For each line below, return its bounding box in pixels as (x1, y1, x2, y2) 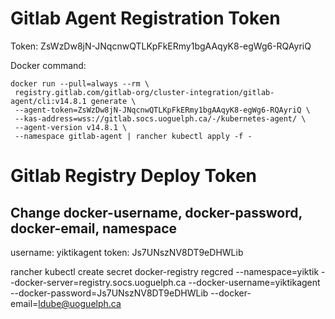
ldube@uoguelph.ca (38, 297, 122, 309)
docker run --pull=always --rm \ (10, 78, 150, 89)
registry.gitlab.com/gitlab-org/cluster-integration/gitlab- (14, 87, 275, 97)
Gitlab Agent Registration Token (10, 7, 281, 30)
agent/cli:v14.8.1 (10, 96, 87, 106)
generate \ (90, 96, 137, 106)
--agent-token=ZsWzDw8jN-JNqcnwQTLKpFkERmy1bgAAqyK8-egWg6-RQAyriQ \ (14, 105, 311, 115)
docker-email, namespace (10, 220, 178, 237)
